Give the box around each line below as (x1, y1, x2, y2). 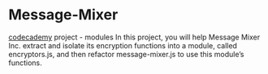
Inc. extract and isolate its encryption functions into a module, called (8, 40, 238, 50)
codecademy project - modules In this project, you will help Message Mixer (8, 32, 261, 42)
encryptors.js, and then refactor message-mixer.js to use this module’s (8, 49, 244, 59)
